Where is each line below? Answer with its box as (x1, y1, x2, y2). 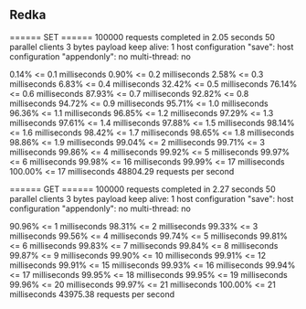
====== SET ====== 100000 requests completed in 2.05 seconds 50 (9, 31, 276, 42)
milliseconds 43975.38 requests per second (9, 288, 175, 300)
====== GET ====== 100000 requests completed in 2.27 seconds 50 (9, 183, 276, 195)
